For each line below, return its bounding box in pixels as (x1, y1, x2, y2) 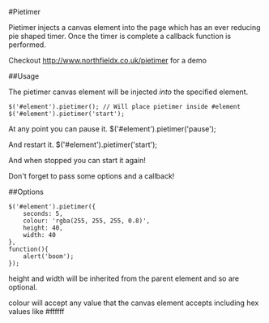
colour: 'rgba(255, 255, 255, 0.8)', (23, 217, 151, 225)
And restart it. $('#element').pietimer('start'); (8, 140, 158, 149)
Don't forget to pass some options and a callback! (8, 171, 175, 181)
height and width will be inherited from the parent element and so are (8, 273, 240, 283)
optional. (8, 282, 38, 291)
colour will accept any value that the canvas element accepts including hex (8, 298, 259, 308)
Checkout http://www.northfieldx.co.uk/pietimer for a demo (8, 56, 207, 65)
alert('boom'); (23, 252, 75, 261)
